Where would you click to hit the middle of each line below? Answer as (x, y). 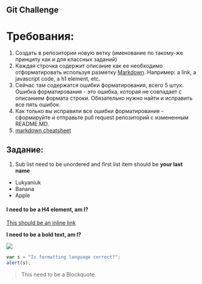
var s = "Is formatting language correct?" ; (63, 257)
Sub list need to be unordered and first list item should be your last (99, 164)
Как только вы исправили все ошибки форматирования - (89, 111)
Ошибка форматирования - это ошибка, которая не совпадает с (98, 92)
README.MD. (32, 124)
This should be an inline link (41, 223)
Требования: (40, 36)
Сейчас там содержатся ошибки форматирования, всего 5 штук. (99, 85)
